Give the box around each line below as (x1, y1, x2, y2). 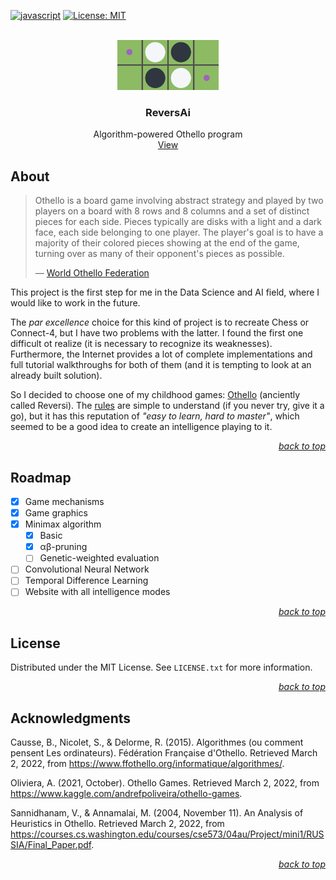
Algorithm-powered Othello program (93, 128, 243, 140)
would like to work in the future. (10, 297, 141, 309)
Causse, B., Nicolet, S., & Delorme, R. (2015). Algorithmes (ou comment (10, 736, 304, 749)
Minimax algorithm (24, 518, 102, 530)
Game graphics (24, 506, 88, 519)
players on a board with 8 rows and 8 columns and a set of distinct (34, 205, 310, 217)
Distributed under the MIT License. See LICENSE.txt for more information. (10, 661, 313, 674)
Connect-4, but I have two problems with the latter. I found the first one (10, 327, 304, 339)
